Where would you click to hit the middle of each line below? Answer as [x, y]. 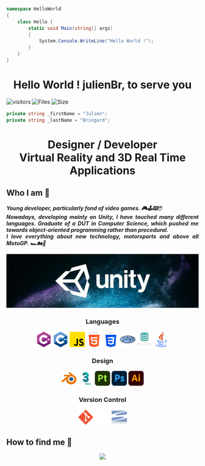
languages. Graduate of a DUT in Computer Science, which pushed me [103, 223]
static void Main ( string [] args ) [71, 28]
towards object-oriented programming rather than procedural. [88, 230]
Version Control [103, 400]
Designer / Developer [103, 144]
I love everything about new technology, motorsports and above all [103, 236]
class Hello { [35, 22]
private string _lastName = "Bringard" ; [59, 120]
